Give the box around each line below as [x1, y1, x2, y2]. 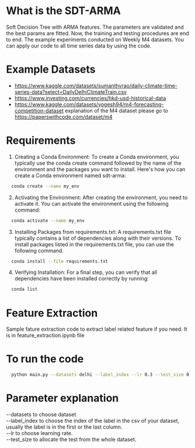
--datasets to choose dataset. [6, 411, 78, 418]
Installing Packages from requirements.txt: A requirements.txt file [14, 228, 172, 235]
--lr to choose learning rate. [6, 430, 73, 436]
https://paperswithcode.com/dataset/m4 [14, 113, 113, 120]
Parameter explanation [6, 392, 119, 405]
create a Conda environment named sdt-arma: [14, 172, 127, 179]
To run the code [6, 352, 84, 366]
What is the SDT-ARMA [6, 4, 121, 18]
